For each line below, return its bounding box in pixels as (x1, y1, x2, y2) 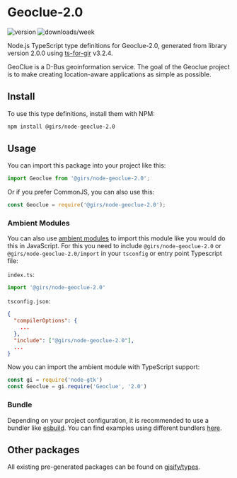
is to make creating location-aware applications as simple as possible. (7, 70, 212, 78)
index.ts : (7, 270, 35, 279)
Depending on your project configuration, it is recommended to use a (7, 416, 209, 424)
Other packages (7, 443, 80, 456)
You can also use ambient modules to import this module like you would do (7, 234, 226, 243)
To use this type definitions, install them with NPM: (7, 109, 156, 117)
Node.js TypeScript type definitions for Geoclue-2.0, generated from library (7, 41, 228, 49)
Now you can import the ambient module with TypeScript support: (7, 363, 200, 371)
